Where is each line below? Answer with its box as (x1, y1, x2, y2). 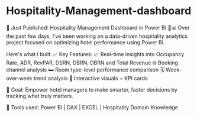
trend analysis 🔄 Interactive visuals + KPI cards (33, 74, 148, 82)
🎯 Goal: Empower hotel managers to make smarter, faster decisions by (6, 86, 177, 93)
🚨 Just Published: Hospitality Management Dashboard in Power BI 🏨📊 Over (6, 24, 190, 31)
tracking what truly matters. (6, 92, 74, 99)
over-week (6, 74, 33, 82)
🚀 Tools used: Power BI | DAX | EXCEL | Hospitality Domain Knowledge (6, 103, 179, 110)
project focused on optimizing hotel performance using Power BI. (6, 38, 166, 45)
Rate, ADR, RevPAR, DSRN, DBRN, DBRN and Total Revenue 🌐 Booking (6, 59, 179, 66)
